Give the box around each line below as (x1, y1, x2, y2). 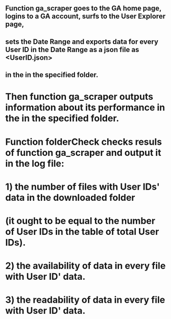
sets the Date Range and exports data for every (5, 37, 159, 46)
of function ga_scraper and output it (5, 147, 162, 158)
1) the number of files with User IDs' (5, 181, 160, 193)
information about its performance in (5, 102, 165, 114)
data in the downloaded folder (5, 192, 135, 203)
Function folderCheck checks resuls (5, 136, 162, 147)
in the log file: (5, 157, 65, 169)
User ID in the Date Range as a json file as (5, 45, 139, 54)
